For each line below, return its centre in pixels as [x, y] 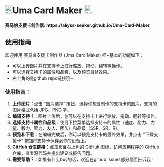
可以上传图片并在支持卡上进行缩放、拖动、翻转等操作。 [68, 65]
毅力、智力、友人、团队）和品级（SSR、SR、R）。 [71, 128]
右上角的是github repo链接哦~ [43, 78]
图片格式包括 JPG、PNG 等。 [42, 110]
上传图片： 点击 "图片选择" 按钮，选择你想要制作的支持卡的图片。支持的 [84, 103]
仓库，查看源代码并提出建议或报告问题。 [53, 153]
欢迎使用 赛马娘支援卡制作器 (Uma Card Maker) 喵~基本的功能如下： [75, 55]
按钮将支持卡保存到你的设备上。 [57, 140]
